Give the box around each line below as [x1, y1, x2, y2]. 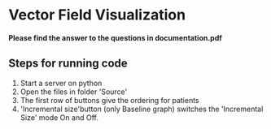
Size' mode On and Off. [20, 112, 99, 123]
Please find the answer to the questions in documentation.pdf [8, 32, 222, 42]
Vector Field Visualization [8, 6, 186, 24]
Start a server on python [20, 78, 103, 88]
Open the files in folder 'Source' [20, 87, 128, 97]
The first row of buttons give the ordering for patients [20, 95, 199, 105]
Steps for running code [8, 57, 128, 71]
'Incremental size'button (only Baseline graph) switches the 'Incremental [20, 104, 264, 114]
